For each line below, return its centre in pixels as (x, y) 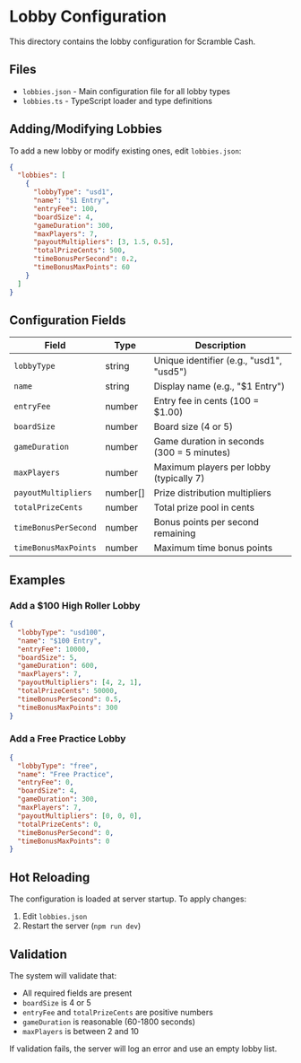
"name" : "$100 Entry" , (60, 641)
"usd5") (171, 372)
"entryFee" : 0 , (46, 783)
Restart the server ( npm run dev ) (82, 926)
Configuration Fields (68, 320)
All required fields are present (77, 993)
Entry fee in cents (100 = (206, 401)
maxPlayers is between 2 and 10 (80, 1031)
